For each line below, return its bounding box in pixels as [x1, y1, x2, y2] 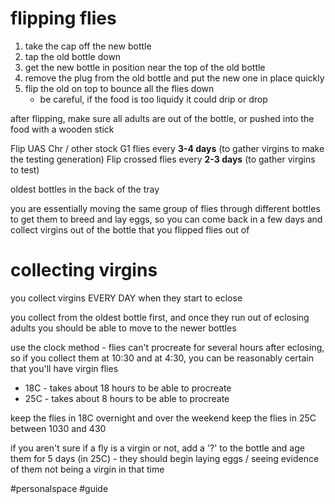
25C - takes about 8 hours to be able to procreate [24, 392, 230, 404]
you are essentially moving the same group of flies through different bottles [10, 202, 321, 214]
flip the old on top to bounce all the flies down [24, 82, 215, 94]
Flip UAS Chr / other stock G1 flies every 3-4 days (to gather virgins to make [10, 142, 325, 154]
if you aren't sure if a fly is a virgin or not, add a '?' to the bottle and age [10, 442, 305, 454]
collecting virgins [10, 259, 158, 282]
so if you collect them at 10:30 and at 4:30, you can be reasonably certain [10, 352, 314, 364]
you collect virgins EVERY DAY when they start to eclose [10, 292, 243, 304]
